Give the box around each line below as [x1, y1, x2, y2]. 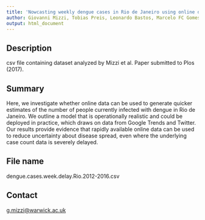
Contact [6, 190, 38, 200]
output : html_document [6, 20, 64, 26]
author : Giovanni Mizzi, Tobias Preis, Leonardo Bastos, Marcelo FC [6, 15, 184, 21]
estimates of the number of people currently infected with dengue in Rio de [6, 106, 195, 113]
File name [6, 156, 45, 167]
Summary [6, 83, 45, 94]
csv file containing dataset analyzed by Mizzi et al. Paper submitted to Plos [6, 59, 195, 67]
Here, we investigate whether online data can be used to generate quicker [6, 100, 193, 107]
